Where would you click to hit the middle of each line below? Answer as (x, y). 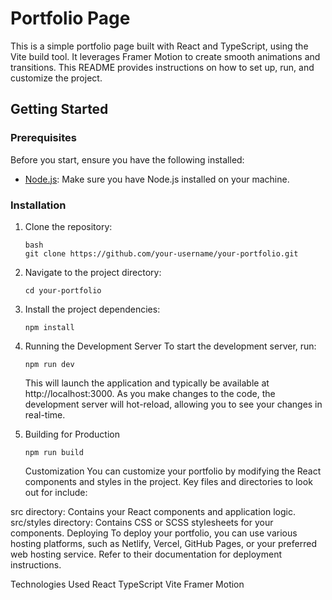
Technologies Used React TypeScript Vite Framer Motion (127, 584)
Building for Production (72, 434)
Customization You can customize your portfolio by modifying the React (173, 471)
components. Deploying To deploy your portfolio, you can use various (154, 533)
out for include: (56, 492)
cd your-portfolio (63, 290)
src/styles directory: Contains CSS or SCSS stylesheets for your (142, 522)
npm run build (54, 452)
